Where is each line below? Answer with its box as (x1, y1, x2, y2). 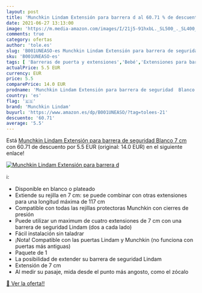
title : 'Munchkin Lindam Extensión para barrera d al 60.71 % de (6, 14, 173, 20)
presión (14, 211, 34, 218)
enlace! (6, 150, 25, 157)
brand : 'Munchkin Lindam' (6, 103, 71, 110)
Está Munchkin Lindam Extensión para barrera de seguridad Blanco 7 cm (6, 137, 187, 144)
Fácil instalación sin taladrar (14, 230, 84, 237)
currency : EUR (6, 70, 42, 76)
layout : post (6, 8, 39, 15)
